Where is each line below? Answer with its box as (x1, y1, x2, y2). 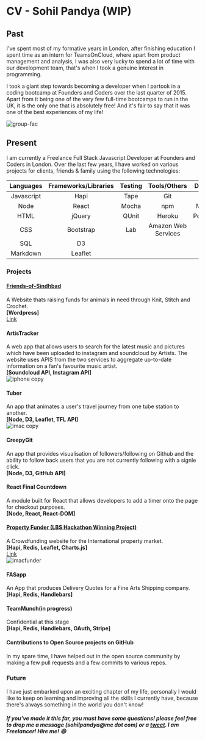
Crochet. (6, 302, 29, 309)
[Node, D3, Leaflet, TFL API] (6, 416, 79, 423)
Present (6, 138, 37, 148)
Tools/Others (148, 181, 187, 190)
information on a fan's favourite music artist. (6, 362, 118, 370)
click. (6, 462, 20, 470)
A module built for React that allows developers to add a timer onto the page (6, 497, 198, 504)
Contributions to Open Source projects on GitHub (6, 639, 134, 646)
